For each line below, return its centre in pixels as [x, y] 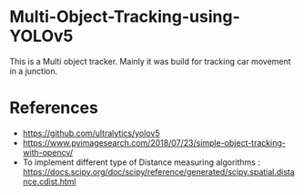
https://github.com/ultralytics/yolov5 [91, 133]
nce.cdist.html [49, 181]
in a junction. [34, 71]
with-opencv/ [48, 152]
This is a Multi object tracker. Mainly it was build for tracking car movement [150, 61]
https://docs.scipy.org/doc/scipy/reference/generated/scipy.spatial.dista [159, 171]
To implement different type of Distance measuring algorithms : [142, 162]
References [54, 108]
